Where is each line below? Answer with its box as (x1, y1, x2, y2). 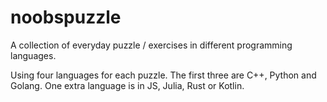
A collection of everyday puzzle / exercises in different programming (10, 39, 293, 51)
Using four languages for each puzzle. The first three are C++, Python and (10, 69, 317, 81)
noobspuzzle (10, 6, 122, 29)
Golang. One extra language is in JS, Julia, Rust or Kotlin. (10, 79, 245, 91)
